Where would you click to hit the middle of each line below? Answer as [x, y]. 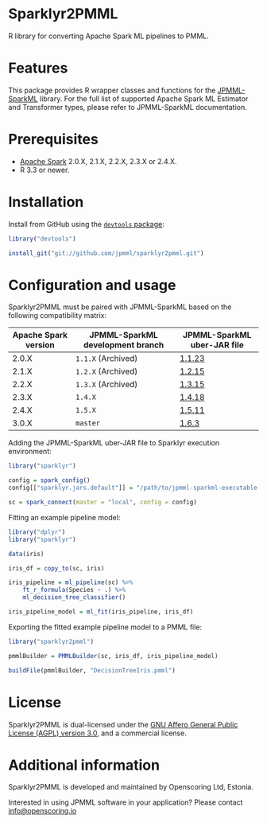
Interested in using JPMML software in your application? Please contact [126, 802]
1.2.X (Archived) [106, 371]
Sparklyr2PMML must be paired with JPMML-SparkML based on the [120, 307]
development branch [124, 345]
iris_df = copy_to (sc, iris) [56, 568]
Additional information [84, 765]
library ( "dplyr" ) [37, 532]
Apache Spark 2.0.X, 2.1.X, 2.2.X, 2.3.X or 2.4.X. [98, 161]
